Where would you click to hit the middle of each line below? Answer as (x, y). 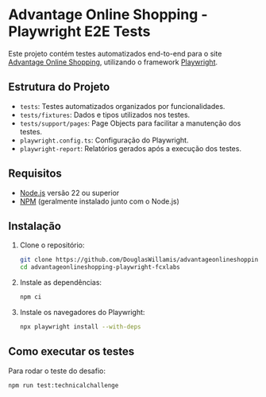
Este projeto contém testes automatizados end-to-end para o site (115, 53)
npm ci (31, 297)
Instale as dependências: (60, 282)
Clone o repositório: (52, 245)
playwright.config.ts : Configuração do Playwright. (104, 140)
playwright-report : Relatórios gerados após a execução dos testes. (131, 148)
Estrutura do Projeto (59, 87)
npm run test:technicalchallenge (64, 385)
